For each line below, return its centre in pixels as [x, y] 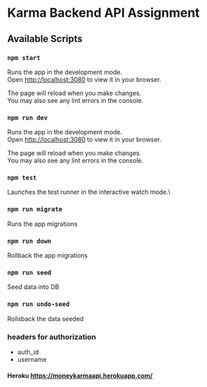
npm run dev [28, 118]
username [32, 359]
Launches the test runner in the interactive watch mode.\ [89, 192]
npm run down [29, 241]
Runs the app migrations [43, 224]
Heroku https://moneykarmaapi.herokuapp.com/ [80, 375]
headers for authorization [52, 337]
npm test [22, 178]
